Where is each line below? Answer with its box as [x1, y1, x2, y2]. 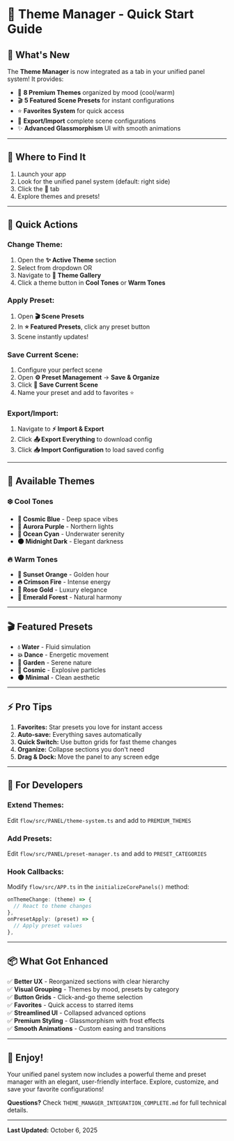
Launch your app [17, 170, 66, 178]
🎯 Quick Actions [7, 219, 78, 231]
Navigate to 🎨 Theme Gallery [17, 271, 102, 279]
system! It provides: [7, 75, 64, 83]
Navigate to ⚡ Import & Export [17, 425, 104, 433]
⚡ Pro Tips [7, 701, 52, 713]
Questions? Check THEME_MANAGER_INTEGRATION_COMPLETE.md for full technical [7, 1098, 227, 1107]
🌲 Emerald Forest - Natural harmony [17, 593, 122, 602]
